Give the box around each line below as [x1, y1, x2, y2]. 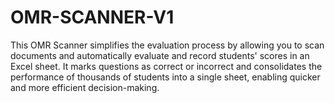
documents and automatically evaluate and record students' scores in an [10, 49, 310, 61]
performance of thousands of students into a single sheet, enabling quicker [10, 71, 321, 83]
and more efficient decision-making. [10, 81, 160, 93]
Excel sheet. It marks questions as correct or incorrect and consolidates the [10, 60, 323, 72]
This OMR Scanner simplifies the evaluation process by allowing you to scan [10, 39, 325, 51]
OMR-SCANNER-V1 [10, 6, 175, 29]
